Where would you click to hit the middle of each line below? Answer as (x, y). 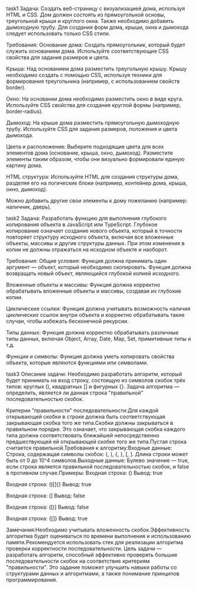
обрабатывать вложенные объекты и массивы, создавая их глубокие (94, 291)
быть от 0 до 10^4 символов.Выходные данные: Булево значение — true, (98, 460)
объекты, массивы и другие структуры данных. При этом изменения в (96, 243)
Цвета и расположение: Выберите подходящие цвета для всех (85, 147)
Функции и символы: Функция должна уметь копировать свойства (90, 356)
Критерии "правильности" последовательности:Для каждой (82, 410)
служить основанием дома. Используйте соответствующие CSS (88, 51)
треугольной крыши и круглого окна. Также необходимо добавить (90, 21)
